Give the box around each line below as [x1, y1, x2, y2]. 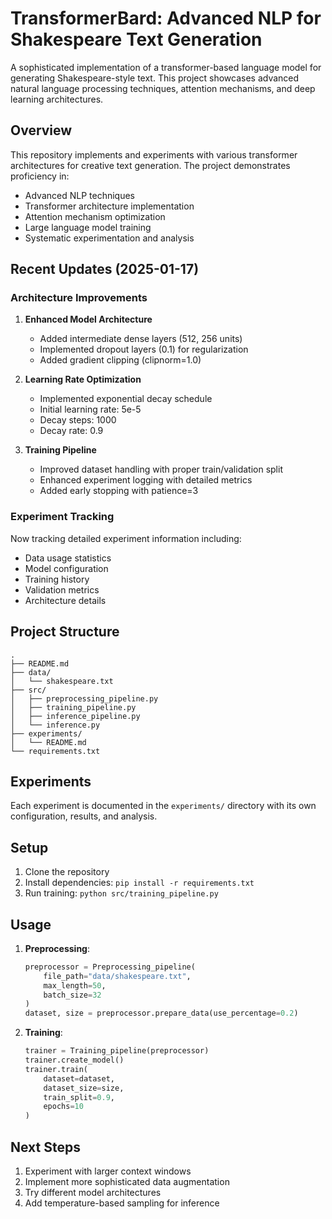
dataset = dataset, [43, 1073, 115, 1084]
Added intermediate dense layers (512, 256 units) [39, 333, 243, 345]
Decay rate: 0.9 [39, 425, 104, 437]
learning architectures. [10, 93, 104, 105]
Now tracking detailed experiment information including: [10, 532, 242, 544]
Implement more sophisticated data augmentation [24, 1176, 230, 1188]
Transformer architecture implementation [24, 200, 195, 212]
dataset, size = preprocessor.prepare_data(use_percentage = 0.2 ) [24, 1008, 299, 1019]
